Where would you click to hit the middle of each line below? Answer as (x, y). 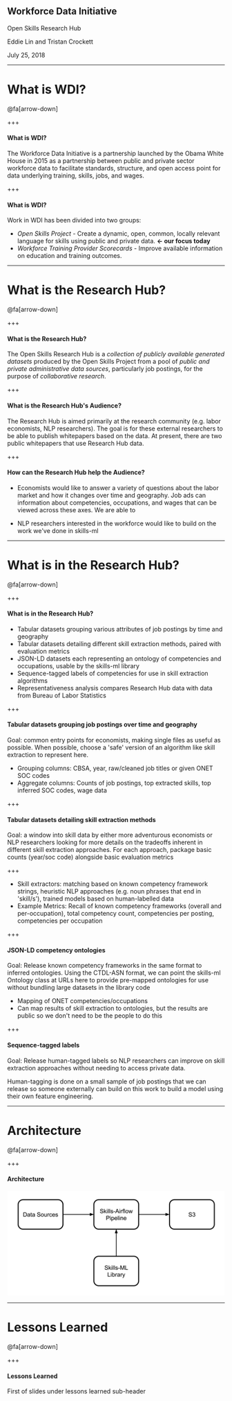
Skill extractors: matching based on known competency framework (113, 884)
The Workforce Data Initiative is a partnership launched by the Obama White (116, 153)
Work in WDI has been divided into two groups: (74, 220)
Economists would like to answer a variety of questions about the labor (118, 487)
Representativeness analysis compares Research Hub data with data (115, 688)
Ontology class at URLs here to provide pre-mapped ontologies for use (108, 980)
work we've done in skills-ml (58, 530)
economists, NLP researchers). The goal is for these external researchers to (115, 428)
